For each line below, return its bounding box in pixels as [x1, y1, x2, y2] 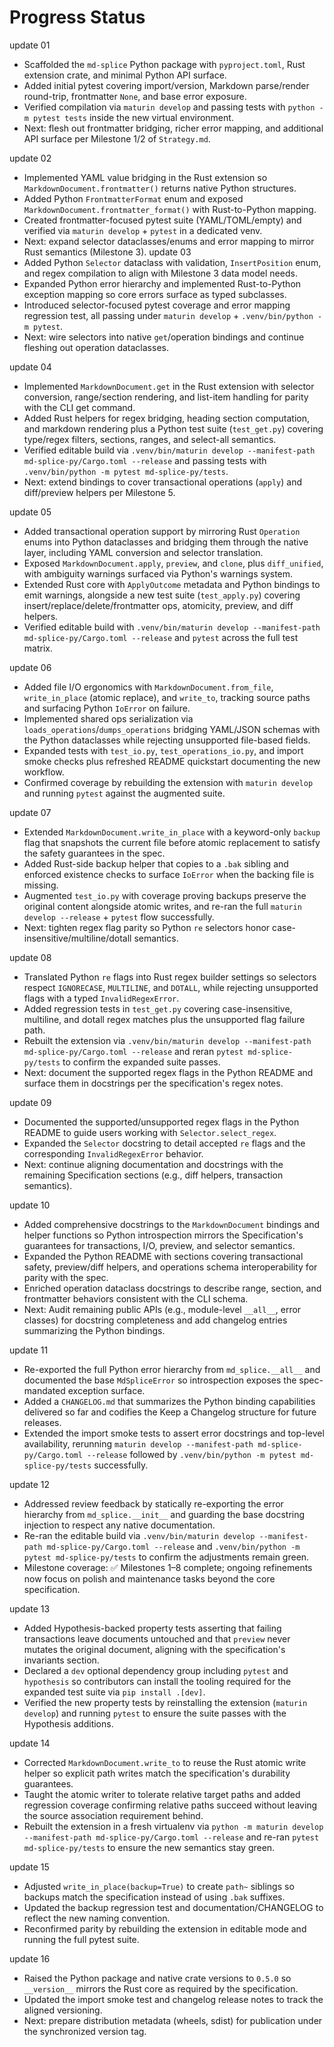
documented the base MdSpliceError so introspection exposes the [23, 1374, 297, 1386]
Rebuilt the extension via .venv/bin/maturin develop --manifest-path [23, 1034, 312, 1046]
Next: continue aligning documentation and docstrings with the [23, 1158, 284, 1170]
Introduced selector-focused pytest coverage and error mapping [23, 299, 291, 311]
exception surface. [67, 1384, 146, 1396]
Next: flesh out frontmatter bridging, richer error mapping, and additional [23, 122, 324, 134]
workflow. [23, 766, 65, 778]
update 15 [9, 1861, 50, 1873]
